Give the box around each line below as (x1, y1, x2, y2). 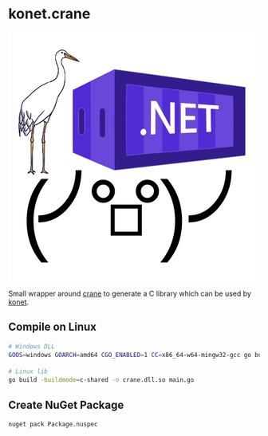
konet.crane (8, 5, 91, 23)
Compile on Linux (8, 320, 97, 334)
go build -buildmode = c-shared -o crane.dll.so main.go (8, 376, 195, 384)
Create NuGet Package (8, 398, 124, 411)
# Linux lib (8, 367, 48, 375)
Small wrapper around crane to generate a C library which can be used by (8, 289, 251, 298)
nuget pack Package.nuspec (8, 420, 98, 428)
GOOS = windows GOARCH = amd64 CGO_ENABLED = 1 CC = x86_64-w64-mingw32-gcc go (8, 351, 251, 359)
